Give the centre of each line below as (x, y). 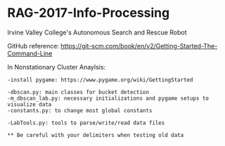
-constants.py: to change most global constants (80, 110)
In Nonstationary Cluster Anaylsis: (57, 67)
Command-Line (30, 53)
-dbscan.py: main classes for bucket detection (78, 92)
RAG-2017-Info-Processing (89, 13)
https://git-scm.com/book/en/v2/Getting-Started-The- (139, 46)
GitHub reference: (33, 46)
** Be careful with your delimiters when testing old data (96, 135)
